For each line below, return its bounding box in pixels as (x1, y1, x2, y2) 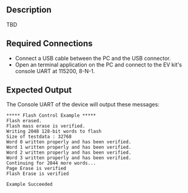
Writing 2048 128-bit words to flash (6, 128, 102, 135)
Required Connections (6, 39, 93, 49)
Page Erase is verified (6, 166, 67, 172)
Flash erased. (6, 118, 42, 124)
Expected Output (6, 85, 72, 96)
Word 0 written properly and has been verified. (6, 139, 132, 145)
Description (6, 5, 52, 15)
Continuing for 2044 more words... (6, 160, 96, 166)
